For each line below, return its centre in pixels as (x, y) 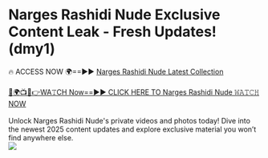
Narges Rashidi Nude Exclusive (114, 15)
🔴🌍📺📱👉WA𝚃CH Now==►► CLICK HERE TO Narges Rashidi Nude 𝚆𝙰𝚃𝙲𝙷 (134, 92)
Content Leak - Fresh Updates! (112, 32)
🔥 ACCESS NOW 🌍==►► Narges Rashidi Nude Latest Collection (116, 71)
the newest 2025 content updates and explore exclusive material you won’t (132, 129)
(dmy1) (32, 49)
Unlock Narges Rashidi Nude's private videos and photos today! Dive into (130, 120)
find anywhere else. (41, 137)
